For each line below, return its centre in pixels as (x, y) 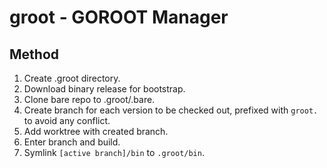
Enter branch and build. (72, 142)
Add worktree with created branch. (96, 131)
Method (34, 54)
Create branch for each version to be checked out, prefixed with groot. (171, 110)
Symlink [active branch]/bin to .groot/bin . (114, 152)
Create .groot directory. (72, 78)
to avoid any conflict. (67, 120)
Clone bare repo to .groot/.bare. (89, 99)
